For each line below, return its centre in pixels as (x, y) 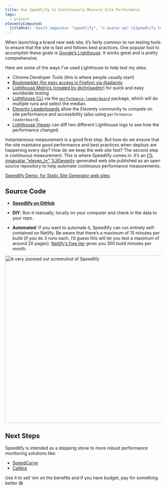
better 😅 (14, 483)
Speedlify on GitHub (34, 203)
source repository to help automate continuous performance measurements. (83, 166)
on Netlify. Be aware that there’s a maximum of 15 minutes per (97, 233)
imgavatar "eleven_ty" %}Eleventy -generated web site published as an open (83, 161)
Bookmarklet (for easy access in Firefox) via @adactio (67, 83)
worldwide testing (31, 93)
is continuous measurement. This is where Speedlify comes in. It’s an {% (79, 155)
